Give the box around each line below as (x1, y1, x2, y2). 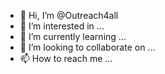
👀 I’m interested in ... (19, 20, 105, 32)
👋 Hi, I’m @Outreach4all (19, 10, 119, 21)
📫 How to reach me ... (19, 53, 113, 64)
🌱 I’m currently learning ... (19, 31, 127, 42)
